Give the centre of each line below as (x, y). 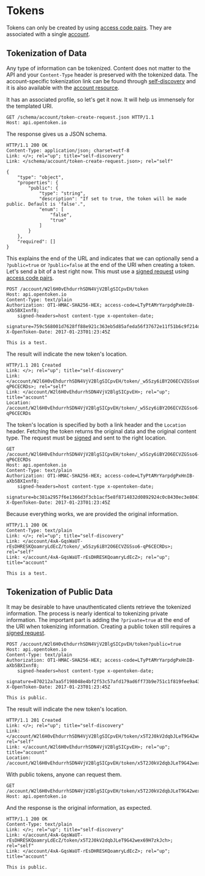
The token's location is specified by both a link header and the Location (96, 425)
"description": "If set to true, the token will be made (113, 199)
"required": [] (37, 241)
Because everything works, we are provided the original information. (92, 514)
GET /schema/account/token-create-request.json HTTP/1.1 (80, 117)
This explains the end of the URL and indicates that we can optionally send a (103, 258)
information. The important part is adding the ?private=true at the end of (98, 620)
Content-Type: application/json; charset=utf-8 (68, 151)
